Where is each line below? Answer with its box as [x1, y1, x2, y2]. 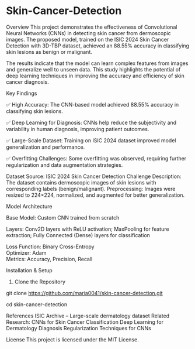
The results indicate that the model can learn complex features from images [6, 60, 189, 67]
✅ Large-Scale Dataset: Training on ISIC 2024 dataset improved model [6, 136, 176, 144]
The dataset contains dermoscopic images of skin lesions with [6, 179, 156, 186]
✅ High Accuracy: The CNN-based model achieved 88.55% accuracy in [6, 101, 179, 108]
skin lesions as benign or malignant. [6, 48, 92, 55]
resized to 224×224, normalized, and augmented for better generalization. [6, 191, 185, 199]
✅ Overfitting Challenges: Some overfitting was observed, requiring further [6, 155, 187, 162]
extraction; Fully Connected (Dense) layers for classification [6, 231, 151, 238]
